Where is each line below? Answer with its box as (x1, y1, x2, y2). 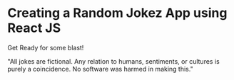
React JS (7, 20, 61, 36)
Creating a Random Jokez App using (7, 5, 228, 21)
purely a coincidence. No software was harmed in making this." (7, 64, 194, 73)
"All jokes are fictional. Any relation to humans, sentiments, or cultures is (7, 57, 220, 65)
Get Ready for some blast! (7, 43, 84, 52)
